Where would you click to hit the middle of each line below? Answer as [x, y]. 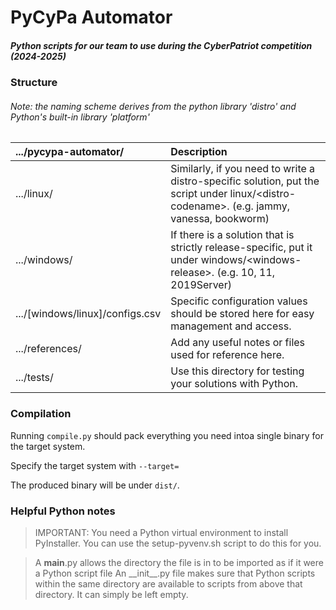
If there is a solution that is [232, 235]
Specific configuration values [239, 301]
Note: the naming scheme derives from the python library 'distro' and [153, 106]
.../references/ [48, 349]
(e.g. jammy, [261, 206]
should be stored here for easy [242, 314]
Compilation [41, 414]
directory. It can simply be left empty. [111, 594]
